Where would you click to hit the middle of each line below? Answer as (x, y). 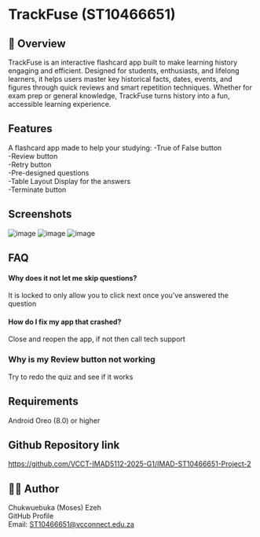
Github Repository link (64, 445)
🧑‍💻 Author (34, 489)
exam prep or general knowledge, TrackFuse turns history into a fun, (119, 96)
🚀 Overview (37, 44)
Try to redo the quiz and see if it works (71, 377)
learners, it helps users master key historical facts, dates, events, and (121, 79)
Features (30, 129)
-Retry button (30, 164)
